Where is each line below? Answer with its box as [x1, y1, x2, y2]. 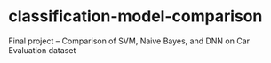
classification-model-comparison [8, 6, 263, 27]
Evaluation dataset [8, 44, 76, 55]
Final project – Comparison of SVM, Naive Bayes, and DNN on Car [8, 35, 251, 46]
